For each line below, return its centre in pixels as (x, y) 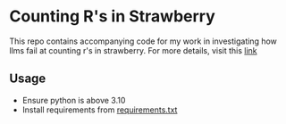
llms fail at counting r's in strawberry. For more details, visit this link (133, 50)
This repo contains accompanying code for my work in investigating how (143, 41)
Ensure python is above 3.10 (74, 100)
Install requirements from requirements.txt (100, 110)
